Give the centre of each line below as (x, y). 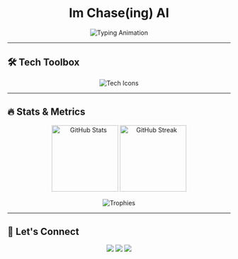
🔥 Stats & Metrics (46, 112)
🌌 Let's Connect (43, 231)
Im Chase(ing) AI (119, 13)
